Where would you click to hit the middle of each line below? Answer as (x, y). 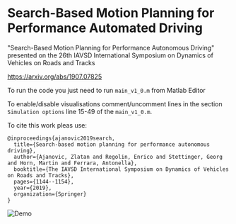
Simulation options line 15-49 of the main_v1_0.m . (80, 111)
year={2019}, (33, 188)
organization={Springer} (50, 194)
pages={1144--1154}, (44, 181)
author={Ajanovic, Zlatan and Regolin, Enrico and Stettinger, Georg (118, 157)
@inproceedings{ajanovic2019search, (61, 138)
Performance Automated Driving (105, 28)
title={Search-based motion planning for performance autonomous (112, 144)
